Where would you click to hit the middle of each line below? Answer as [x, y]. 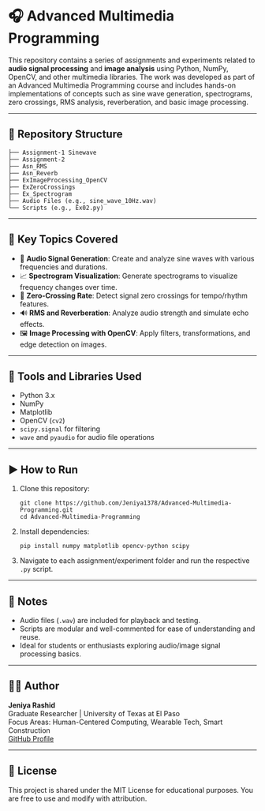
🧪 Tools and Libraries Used [75, 376]
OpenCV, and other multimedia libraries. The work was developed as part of [131, 77]
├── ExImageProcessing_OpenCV [58, 180]
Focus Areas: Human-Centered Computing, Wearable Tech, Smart [116, 722]
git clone [36, 503]
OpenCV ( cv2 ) [42, 421]
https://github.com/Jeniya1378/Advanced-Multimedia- [144, 503]
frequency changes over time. [68, 287]
